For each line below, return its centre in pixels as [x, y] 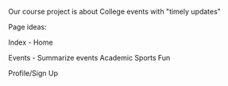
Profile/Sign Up [33, 73]
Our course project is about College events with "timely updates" [114, 12]
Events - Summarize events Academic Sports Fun [89, 58]
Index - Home [31, 42]
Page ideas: [28, 27]
